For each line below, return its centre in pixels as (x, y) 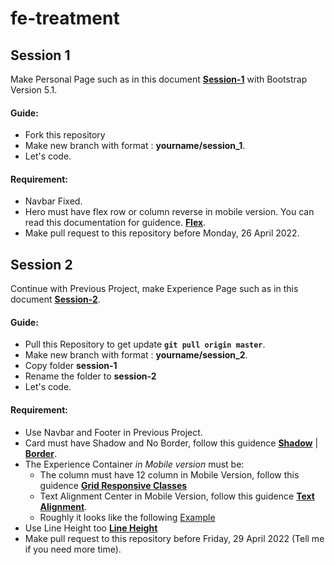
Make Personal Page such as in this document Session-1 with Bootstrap (159, 79)
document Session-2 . (55, 299)
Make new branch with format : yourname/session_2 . (136, 355)
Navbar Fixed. (53, 201)
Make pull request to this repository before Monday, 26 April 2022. (162, 233)
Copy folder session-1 (71, 366)
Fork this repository (65, 135)
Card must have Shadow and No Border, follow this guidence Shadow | (171, 443)
